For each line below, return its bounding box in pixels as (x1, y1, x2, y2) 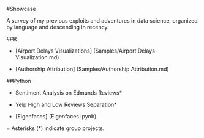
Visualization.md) (15, 54, 59, 60)
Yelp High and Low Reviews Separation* (15, 101, 118, 108)
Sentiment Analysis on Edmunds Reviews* (15, 89, 123, 96)
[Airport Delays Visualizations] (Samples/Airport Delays (15, 47, 155, 54)
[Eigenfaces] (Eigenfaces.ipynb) (15, 113, 97, 120)
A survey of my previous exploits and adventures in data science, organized (6, 17, 198, 24)
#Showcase (6, 5, 37, 12)
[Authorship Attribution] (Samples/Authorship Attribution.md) (15, 65, 170, 73)
